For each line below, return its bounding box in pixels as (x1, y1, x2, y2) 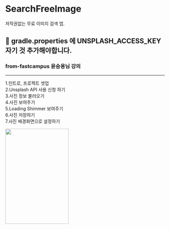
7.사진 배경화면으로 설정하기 (5, 118, 60, 124)
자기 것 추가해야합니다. (5, 46, 72, 55)
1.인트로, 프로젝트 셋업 (5, 80, 49, 86)
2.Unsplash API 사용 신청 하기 (5, 86, 66, 92)
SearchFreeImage (5, 3, 82, 15)
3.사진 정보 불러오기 (5, 92, 45, 99)
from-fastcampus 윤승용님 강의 (5, 63, 81, 70)
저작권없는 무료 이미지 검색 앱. (5, 20, 65, 26)
